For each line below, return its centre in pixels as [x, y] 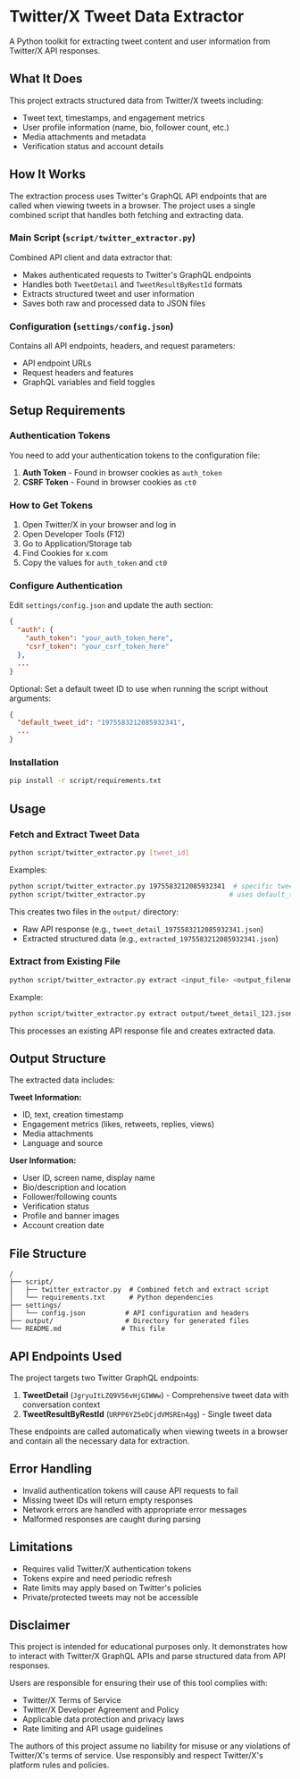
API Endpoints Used [66, 1356]
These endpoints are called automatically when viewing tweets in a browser [149, 1431]
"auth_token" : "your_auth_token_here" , [100, 638]
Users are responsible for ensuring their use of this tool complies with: [138, 1683]
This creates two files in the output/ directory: [94, 911]
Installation [34, 762]
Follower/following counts [70, 1197]
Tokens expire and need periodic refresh [97, 1578]
